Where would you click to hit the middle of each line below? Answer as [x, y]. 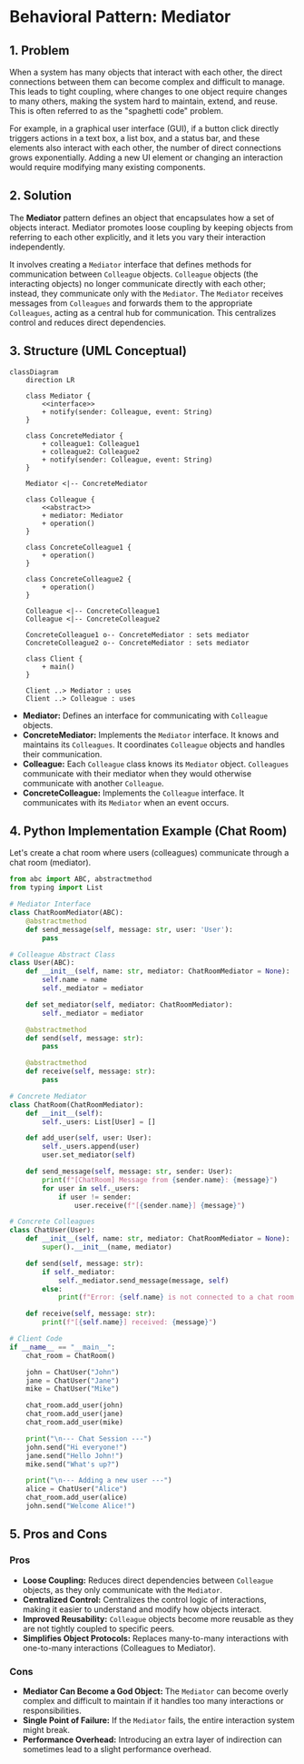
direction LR [50, 380]
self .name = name [74, 980]
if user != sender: [94, 1197]
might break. [46, 1729]
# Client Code [36, 1339]
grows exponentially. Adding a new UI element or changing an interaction [146, 157]
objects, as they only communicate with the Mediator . [123, 1589]
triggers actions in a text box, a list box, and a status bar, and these [135, 138]
